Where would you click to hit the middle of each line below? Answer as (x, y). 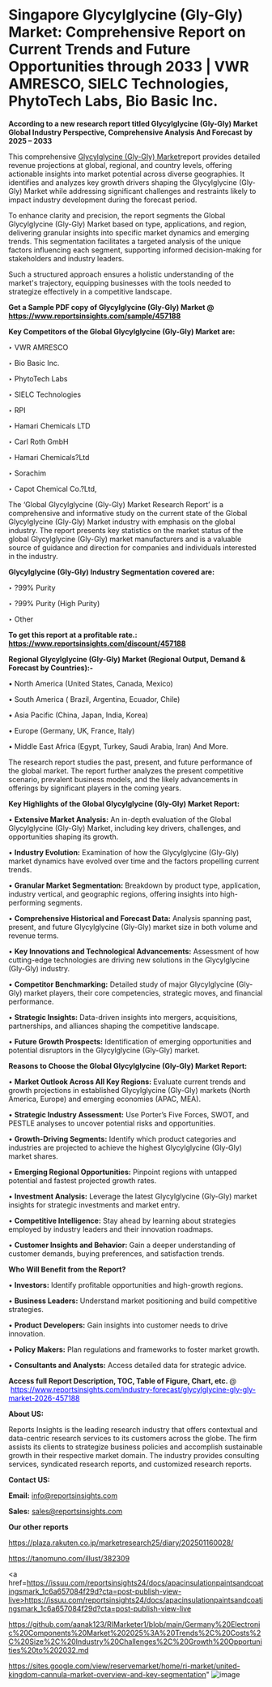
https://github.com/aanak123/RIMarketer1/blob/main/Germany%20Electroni (134, 1624)
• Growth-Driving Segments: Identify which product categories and (122, 1138)
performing (27, 902)
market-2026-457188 (44, 1398)
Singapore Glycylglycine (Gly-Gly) (126, 15)
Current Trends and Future (100, 49)
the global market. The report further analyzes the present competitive (126, 770)
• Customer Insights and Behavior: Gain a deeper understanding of (122, 1245)
